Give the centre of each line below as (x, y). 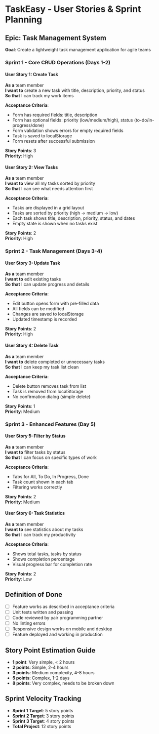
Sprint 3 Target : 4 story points (43, 721)
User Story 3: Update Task (33, 263)
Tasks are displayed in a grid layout (48, 208)
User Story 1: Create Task (32, 74)
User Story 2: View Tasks (32, 167)
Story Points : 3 (20, 151)
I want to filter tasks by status (35, 452)
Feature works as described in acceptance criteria (63, 607)
